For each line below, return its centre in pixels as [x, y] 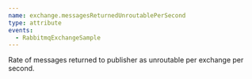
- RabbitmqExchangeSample [58, 38]
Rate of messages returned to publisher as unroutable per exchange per [126, 60]
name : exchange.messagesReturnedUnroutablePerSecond [97, 15]
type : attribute [35, 23]
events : [21, 30]
